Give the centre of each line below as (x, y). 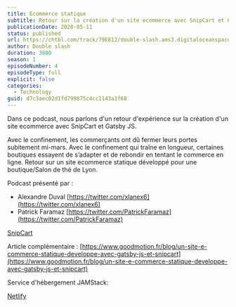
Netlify (17, 296)
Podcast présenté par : (40, 183)
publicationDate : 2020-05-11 (50, 27)
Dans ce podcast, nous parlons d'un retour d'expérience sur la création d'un (118, 119)
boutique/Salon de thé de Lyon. (53, 170)
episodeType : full (34, 72)
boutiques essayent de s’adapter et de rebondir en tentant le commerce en (115, 155)
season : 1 (22, 60)
